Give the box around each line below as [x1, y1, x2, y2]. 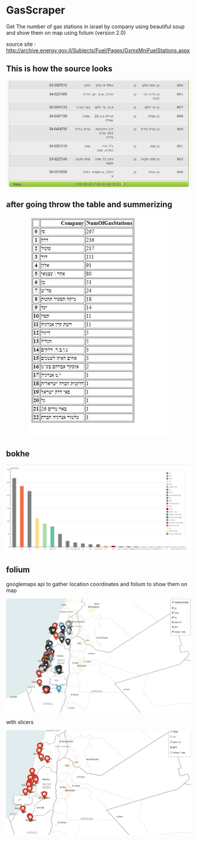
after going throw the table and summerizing [6, 200, 172, 210]
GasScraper [6, 4, 66, 17]
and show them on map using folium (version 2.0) [6, 29, 126, 36]
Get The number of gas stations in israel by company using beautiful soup [6, 23, 185, 30]
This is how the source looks [6, 64, 113, 74]
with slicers [6, 718, 34, 725]
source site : [6, 41, 36, 48]
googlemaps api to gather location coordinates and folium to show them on [6, 580, 188, 587]
